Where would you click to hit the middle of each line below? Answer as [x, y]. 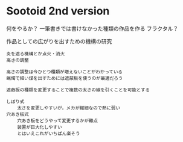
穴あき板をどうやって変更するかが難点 [58, 121]
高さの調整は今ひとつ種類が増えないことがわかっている [64, 72]
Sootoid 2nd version [58, 11]
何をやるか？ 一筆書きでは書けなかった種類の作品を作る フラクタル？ [92, 28]
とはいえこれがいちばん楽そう [49, 134]
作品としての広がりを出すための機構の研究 [59, 41]
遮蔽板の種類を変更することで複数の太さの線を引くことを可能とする [78, 90]
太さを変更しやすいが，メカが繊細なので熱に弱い [69, 108]
